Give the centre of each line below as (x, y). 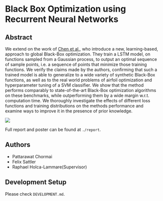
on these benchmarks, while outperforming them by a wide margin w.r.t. (77, 95)
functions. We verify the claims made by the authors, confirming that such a (81, 70)
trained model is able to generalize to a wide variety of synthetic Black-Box (80, 75)
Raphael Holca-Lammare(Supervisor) (49, 167)
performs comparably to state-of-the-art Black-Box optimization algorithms (81, 90)
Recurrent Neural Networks (62, 19)
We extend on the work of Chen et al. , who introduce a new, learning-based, (81, 49)
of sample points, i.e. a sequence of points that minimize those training (76, 64)
